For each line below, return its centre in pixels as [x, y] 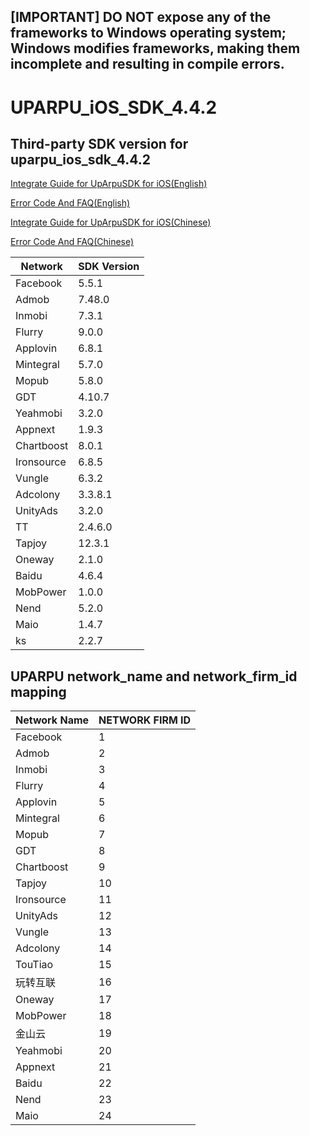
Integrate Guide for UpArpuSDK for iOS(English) [109, 184]
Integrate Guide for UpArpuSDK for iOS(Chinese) [111, 222]
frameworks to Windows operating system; [148, 33]
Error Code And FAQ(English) [70, 203]
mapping [38, 691]
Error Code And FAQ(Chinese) [72, 242]
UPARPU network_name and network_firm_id [154, 676]
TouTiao [34, 965]
